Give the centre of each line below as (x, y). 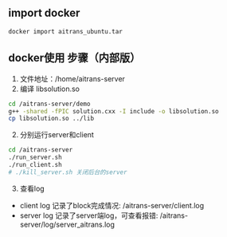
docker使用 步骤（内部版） (74, 58)
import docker (44, 13)
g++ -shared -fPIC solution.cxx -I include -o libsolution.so (113, 111)
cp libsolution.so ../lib (51, 119)
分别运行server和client (57, 135)
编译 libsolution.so (49, 89)
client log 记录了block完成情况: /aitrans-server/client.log (112, 205)
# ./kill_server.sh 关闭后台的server (68, 172)
